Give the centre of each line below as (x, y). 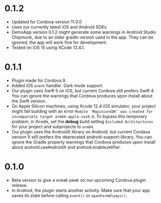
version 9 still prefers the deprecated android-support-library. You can (82, 137)
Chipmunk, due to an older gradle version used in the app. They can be (82, 37)
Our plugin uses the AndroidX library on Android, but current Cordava (81, 131)
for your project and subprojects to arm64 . (53, 127)
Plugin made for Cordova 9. (39, 80)
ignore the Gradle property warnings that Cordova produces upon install (83, 142)
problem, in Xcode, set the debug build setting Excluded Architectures (82, 121)
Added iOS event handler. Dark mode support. (57, 86)
